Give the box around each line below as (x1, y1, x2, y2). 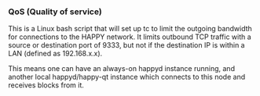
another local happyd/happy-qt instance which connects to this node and (8, 73, 246, 82)
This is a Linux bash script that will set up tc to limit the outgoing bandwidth (8, 24, 253, 34)
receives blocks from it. (8, 80, 85, 90)
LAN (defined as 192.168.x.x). (8, 49, 103, 59)
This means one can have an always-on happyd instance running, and (8, 64, 236, 73)
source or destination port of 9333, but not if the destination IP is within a (8, 41, 245, 50)
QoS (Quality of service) (8, 6, 102, 17)
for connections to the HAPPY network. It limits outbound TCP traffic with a (8, 32, 251, 41)
